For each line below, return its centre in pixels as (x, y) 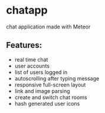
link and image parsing (42, 91)
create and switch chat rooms (51, 97)
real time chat (31, 59)
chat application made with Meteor (48, 27)
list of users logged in (41, 72)
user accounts (32, 66)
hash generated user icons (47, 104)
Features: (24, 45)
